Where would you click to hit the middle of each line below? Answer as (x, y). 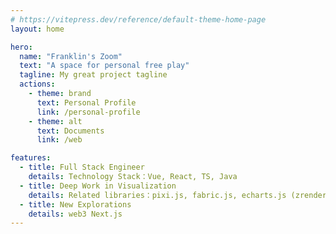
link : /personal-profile (88, 112)
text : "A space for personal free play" (104, 66)
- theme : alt (55, 121)
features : (31, 158)
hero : (21, 47)
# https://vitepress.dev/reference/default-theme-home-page (138, 19)
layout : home (37, 29)
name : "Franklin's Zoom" (71, 56)
